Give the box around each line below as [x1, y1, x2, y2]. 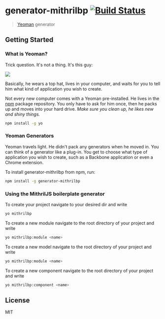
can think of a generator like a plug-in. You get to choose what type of [5, 149, 148, 155]
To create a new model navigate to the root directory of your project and [5, 244, 152, 250]
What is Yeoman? [5, 50, 48, 57]
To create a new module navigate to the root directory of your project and [5, 220, 154, 226]
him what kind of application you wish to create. [5, 86, 102, 91]
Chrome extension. [5, 159, 44, 165]
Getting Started [5, 36, 54, 44]
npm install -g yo [5, 121, 43, 126]
